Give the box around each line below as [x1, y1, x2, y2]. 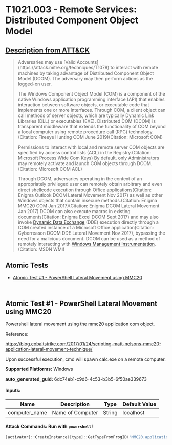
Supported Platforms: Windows [5, 366, 73, 372]
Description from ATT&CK [5, 45, 90, 54]
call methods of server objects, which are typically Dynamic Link [17, 112, 155, 119]
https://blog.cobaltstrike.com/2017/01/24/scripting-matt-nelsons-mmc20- [5, 341, 162, 347]
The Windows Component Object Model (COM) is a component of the [17, 91, 165, 97]
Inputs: [5, 387, 21, 394]
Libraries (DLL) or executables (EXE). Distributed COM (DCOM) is [17, 118, 156, 124]
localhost [122, 409, 145, 416]
